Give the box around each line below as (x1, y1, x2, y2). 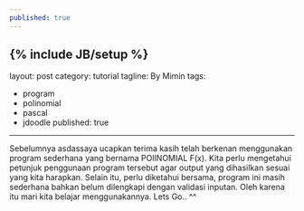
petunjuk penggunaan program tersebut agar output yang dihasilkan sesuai (9, 162, 290, 173)
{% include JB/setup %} (9, 47, 149, 62)
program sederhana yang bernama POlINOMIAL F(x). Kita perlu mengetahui (9, 153, 292, 164)
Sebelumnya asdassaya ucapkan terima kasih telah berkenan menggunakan (9, 143, 293, 154)
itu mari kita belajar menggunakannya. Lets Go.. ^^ (9, 191, 197, 202)
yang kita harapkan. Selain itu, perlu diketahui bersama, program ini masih (9, 172, 285, 183)
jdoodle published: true (22, 117, 109, 128)
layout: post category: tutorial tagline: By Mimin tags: (9, 71, 206, 82)
